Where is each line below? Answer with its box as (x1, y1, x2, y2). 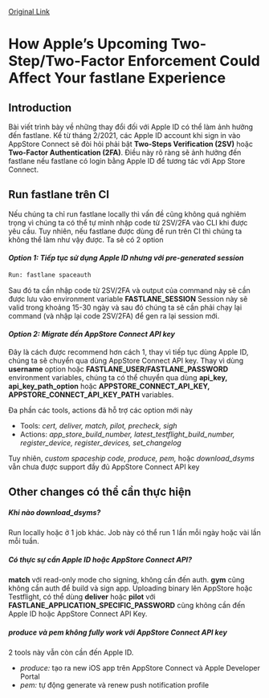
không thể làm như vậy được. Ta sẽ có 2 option (8, 234, 164, 244)
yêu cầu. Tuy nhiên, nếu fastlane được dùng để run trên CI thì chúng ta (8, 226, 243, 236)
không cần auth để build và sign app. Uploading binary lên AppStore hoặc (8, 583, 253, 593)
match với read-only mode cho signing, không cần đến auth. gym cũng (8, 575, 245, 585)
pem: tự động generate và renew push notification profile (19, 680, 210, 690)
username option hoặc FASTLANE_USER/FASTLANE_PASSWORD (8, 364, 229, 374)
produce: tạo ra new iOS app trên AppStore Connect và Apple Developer (19, 664, 261, 673)
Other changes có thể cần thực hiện (8, 485, 191, 499)
